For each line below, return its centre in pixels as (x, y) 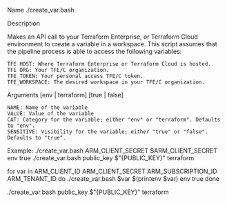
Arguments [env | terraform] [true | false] (66, 95)
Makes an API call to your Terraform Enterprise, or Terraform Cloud (103, 37)
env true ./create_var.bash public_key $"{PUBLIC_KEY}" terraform (101, 158)
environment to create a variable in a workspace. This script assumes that (112, 44)
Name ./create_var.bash (41, 10)
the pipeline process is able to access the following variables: (95, 51)
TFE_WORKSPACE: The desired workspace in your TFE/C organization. (106, 82)
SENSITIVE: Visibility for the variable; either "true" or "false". (108, 132)
